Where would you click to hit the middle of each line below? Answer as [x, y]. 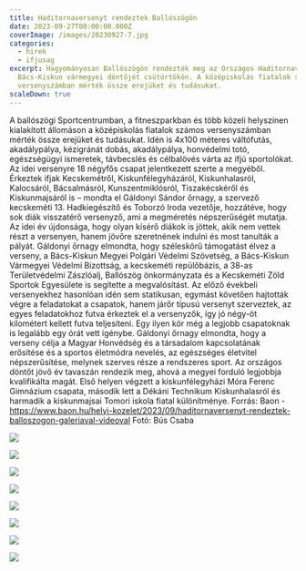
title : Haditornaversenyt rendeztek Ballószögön [103, 18]
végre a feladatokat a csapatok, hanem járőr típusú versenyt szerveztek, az [150, 304]
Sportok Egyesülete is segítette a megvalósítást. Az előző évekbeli [133, 284]
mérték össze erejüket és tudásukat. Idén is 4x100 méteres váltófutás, [141, 139]
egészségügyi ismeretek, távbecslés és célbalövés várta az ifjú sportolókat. [152, 158]
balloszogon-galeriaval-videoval [70, 420]
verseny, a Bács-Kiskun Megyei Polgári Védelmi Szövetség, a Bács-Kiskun [149, 255]
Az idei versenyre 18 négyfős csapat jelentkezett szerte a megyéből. [138, 168]
